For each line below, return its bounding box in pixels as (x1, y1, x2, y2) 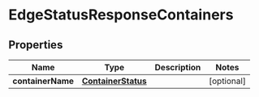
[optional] (208, 75, 246, 86)
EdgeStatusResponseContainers (8, 6, 234, 24)
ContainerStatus (81, 75, 148, 86)
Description (154, 62, 201, 73)
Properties (8, 38, 63, 52)
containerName (12, 75, 75, 86)
